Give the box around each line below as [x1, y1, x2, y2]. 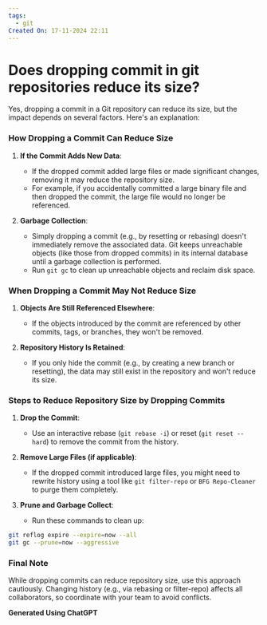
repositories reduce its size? [8, 77, 201, 96]
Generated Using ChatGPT [8, 608, 98, 618]
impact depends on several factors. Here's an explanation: [8, 113, 201, 122]
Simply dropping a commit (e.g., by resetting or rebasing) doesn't [31, 231, 247, 240]
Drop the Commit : [19, 413, 80, 423]
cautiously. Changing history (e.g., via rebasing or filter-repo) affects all [8, 584, 243, 594]
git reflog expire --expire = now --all [8, 532, 137, 540]
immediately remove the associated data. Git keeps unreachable [31, 239, 243, 249]
